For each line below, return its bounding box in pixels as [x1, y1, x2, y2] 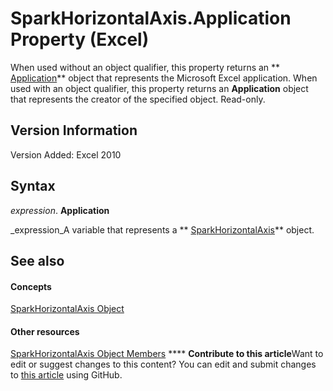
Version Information [10, 122, 138, 139]
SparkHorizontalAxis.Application [10, 7, 292, 30]
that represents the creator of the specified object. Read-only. [10, 93, 266, 105]
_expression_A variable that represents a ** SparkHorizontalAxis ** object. [10, 223, 315, 236]
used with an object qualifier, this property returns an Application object [10, 82, 309, 94]
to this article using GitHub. [10, 369, 123, 381]
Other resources [10, 325, 80, 337]
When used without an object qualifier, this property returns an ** [10, 61, 281, 73]
